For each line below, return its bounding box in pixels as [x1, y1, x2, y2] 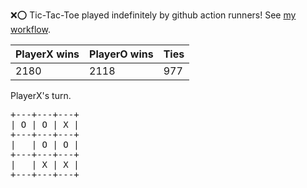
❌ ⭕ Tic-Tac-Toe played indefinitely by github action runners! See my [10, 9, 297, 21]
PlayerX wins [15, 47, 80, 61]
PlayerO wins [89, 47, 154, 61]
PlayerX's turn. [10, 90, 72, 101]
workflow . [10, 24, 51, 35]
